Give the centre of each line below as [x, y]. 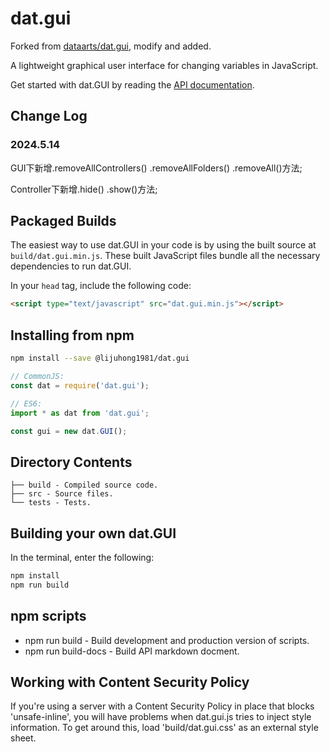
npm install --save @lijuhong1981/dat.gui [100, 358]
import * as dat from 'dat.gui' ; [80, 413]
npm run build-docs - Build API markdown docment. [132, 651]
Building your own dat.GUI [93, 533]
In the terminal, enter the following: [82, 557]
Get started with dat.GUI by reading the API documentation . [132, 84]
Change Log [49, 116]
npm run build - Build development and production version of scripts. [167, 640]
